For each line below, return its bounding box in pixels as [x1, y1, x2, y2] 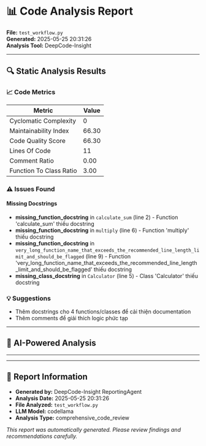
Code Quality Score [9, 136, 66, 145]
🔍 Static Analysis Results [6, 66, 106, 77]
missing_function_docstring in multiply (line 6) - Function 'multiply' [15, 226, 189, 234]
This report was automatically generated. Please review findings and [6, 426, 181, 433]
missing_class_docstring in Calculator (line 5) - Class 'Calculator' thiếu [15, 272, 198, 279]
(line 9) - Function [85, 252, 131, 260]
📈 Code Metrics [6, 88, 56, 96]
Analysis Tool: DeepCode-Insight [6, 42, 92, 49]
